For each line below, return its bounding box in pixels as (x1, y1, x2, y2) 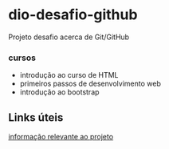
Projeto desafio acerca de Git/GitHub (8, 32, 130, 42)
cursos (8, 52, 36, 63)
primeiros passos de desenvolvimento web (19, 79, 161, 89)
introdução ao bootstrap (19, 87, 100, 97)
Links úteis (8, 111, 64, 124)
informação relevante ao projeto (8, 132, 114, 142)
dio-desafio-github (8, 6, 138, 24)
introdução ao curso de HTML (19, 70, 119, 80)
